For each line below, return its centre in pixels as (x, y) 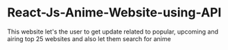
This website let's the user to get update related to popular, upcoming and (113, 32)
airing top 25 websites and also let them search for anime (89, 38)
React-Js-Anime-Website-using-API (114, 13)
